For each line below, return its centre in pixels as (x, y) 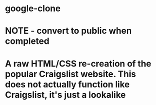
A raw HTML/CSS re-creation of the (78, 63)
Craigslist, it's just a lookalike (65, 94)
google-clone (33, 9)
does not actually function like (67, 84)
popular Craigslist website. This (70, 74)
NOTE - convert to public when (69, 31)
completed (27, 41)
